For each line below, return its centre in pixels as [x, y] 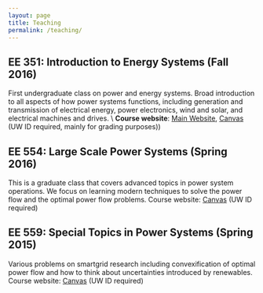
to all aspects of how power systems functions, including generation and [126, 102]
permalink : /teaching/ [45, 30]
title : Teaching [35, 23]
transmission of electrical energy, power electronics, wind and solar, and [126, 110]
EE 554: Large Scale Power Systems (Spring [118, 152]
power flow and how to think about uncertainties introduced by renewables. [130, 272]
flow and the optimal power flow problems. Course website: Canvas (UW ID [130, 199]
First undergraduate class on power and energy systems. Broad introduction [131, 93]
